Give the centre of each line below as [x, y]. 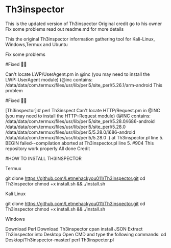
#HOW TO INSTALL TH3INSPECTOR [43, 158]
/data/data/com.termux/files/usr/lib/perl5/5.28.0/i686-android [70, 132]
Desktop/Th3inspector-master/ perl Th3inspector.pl [59, 240]
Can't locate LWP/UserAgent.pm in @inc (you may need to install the [78, 74]
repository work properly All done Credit [48, 148]
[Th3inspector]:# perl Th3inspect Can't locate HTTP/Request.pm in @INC [83, 110]
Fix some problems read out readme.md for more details [65, 29]
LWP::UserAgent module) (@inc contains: [49, 79]
